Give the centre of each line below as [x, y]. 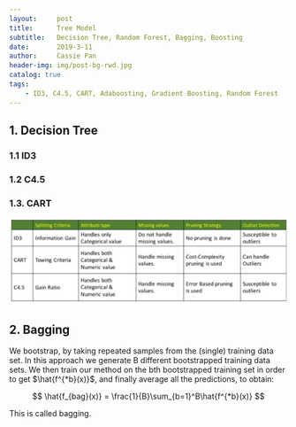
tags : [19, 84]
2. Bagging [40, 330]
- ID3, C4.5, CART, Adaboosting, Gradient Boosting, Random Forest [152, 93]
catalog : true [35, 75]
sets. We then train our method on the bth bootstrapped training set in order [147, 370]
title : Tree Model [53, 28]
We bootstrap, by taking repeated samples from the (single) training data [141, 351]
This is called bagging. [50, 414]
